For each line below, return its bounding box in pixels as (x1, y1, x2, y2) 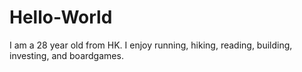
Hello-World (9, 6, 113, 29)
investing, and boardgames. (9, 49, 124, 61)
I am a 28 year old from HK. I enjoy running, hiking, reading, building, (9, 39, 293, 51)
